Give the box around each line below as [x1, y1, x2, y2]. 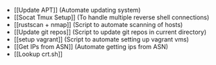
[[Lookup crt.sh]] [13, 50, 63, 58]
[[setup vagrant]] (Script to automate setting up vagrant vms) [13, 35, 190, 44]
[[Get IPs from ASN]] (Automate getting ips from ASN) [13, 43, 169, 50]
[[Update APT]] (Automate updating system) [13, 6, 141, 14]
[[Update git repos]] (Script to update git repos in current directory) [13, 28, 207, 36]
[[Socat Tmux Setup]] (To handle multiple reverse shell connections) [13, 13, 210, 21]
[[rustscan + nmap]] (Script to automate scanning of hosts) [13, 21, 183, 28]
